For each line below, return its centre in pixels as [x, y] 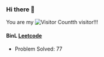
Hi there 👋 [21, 9]
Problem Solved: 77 [38, 49]
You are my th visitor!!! [52, 22]
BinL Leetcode [24, 35]
